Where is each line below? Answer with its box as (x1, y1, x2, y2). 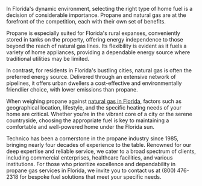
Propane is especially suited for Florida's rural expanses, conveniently (6, 29, 181, 37)
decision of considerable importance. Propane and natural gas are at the (6, 11, 186, 19)
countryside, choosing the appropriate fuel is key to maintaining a (6, 117, 169, 124)
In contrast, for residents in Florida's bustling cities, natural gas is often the (6, 67, 192, 74)
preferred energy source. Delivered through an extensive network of (6, 73, 176, 80)
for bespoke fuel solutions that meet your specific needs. (19, 173, 162, 180)
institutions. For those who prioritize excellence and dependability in (6, 161, 176, 167)
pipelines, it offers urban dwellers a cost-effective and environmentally (6, 79, 182, 87)
